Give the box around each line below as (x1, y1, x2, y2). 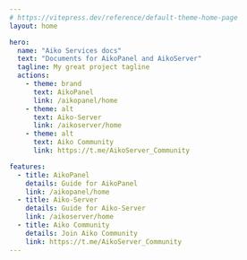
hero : (9, 38, 30, 47)
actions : (17, 71, 50, 81)
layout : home (9, 22, 58, 30)
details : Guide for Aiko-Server (25, 204, 146, 213)
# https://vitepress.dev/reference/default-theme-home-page (9, 13, 239, 22)
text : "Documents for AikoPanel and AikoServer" (17, 55, 202, 64)
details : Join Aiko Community (25, 229, 139, 238)
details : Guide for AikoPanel (25, 178, 139, 188)
